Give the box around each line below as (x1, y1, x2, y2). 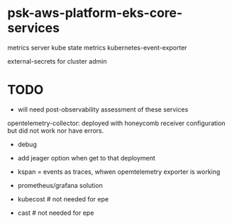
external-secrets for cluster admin (7, 57, 107, 65)
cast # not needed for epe (17, 208, 94, 217)
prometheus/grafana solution (17, 181, 103, 189)
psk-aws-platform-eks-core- (7, 5, 183, 21)
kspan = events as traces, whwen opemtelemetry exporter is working (17, 167, 221, 176)
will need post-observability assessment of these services (17, 105, 189, 114)
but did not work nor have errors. (7, 126, 104, 135)
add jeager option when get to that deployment (17, 153, 156, 162)
